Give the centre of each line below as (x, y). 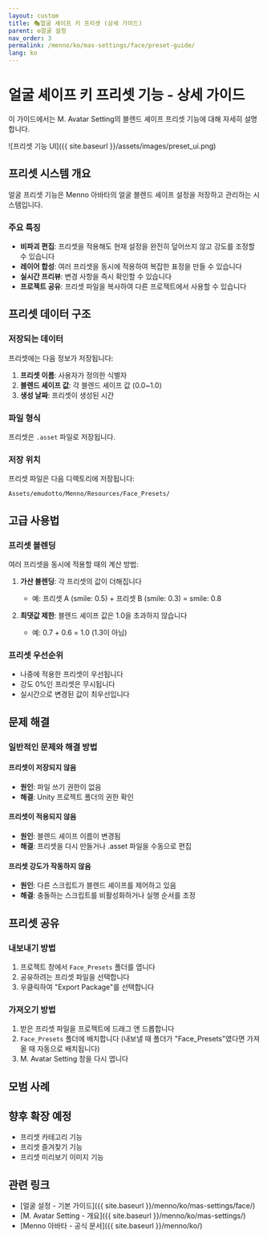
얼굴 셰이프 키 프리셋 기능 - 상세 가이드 (127, 95)
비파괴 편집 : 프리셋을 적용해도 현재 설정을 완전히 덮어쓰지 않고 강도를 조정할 (137, 246)
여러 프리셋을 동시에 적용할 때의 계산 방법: (73, 564)
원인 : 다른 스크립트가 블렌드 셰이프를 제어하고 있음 (98, 885)
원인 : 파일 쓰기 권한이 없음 (61, 786)
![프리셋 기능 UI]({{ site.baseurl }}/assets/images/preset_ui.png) (112, 146)
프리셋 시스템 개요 (50, 174)
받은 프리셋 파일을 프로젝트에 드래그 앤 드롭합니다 (97, 1029)
